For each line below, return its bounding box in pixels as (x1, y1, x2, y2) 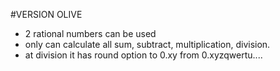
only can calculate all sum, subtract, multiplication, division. (24, 39, 271, 50)
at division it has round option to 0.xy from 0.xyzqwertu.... (24, 49, 263, 61)
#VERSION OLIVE (10, 9, 83, 20)
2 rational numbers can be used (24, 28, 157, 39)
